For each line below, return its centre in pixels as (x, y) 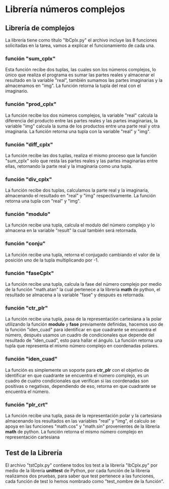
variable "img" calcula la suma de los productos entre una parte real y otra (82, 126)
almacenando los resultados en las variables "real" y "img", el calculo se (80, 421)
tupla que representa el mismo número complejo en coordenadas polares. (82, 346)
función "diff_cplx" (29, 144)
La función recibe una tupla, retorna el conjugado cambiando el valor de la (82, 254)
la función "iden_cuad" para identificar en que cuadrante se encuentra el (81, 330)
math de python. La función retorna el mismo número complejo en (74, 431)
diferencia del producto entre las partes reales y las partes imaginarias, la (81, 120)
